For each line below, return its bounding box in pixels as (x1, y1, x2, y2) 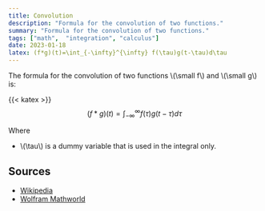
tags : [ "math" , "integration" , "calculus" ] (8, 34, 159, 42)
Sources (8, 165, 51, 178)
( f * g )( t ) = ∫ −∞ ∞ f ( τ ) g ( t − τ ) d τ (86, 107, 183, 120)
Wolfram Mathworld (19, 194, 86, 204)
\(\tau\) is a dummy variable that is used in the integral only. (19, 141, 217, 151)
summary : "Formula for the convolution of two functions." (8, 26, 210, 34)
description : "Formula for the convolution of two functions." (8, 19, 224, 27)
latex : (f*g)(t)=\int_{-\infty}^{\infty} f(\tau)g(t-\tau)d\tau (8, 49, 227, 57)
